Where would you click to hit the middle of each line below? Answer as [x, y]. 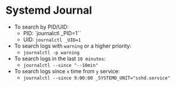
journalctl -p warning [51, 52]
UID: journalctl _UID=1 [52, 39]
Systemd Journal [49, 10]
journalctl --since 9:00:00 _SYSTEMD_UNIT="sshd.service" [97, 78]
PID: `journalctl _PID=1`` [52, 33]
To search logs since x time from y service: [67, 71]
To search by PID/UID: [41, 27]
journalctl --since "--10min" [61, 65]
